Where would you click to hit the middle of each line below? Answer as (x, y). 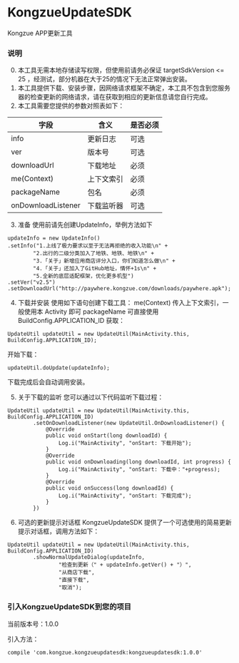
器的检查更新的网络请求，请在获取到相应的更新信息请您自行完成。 (115, 97)
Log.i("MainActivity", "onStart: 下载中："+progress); (139, 470)
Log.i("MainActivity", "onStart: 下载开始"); (125, 443)
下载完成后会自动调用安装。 (48, 382)
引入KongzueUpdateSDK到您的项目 (70, 607)
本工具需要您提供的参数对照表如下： (71, 106)
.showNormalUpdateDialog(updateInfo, (89, 557)
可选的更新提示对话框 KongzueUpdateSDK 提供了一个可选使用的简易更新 (124, 523)
